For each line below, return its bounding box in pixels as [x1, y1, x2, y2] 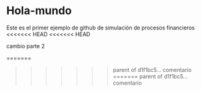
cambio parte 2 [6, 42, 45, 50]
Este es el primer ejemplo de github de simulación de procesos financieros [6, 24, 195, 31]
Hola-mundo [6, 4, 72, 18]
